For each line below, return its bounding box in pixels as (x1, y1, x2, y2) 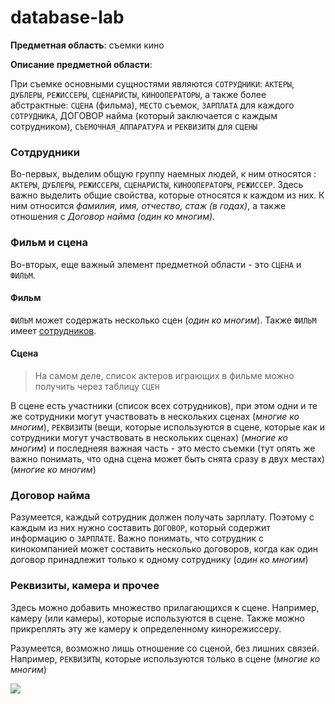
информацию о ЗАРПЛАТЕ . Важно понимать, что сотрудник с (10, 532, 264, 545)
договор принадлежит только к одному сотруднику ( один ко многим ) (10, 554, 309, 566)
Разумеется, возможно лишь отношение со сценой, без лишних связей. (10, 642, 320, 654)
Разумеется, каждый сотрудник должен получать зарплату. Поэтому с (10, 511, 315, 523)
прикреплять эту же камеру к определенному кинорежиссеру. (10, 622, 282, 635)
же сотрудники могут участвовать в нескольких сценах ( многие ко (10, 410, 300, 422)
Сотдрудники (10, 145, 81, 159)
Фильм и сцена (10, 236, 89, 250)
